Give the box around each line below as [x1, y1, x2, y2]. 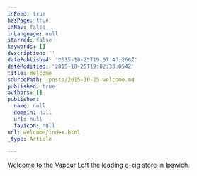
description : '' [7, 50, 55, 57]
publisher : [7, 96, 40, 103]
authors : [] [7, 89, 43, 96]
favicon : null [13, 122, 55, 129]
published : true [7, 83, 55, 90]
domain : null [13, 109, 52, 116]
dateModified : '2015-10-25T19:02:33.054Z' [7, 63, 135, 70]
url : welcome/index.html [7, 129, 81, 136]
